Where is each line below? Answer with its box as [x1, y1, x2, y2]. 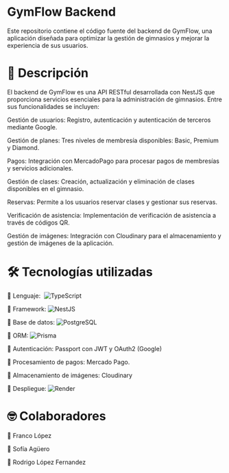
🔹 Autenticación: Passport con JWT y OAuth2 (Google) [7, 344, 162, 353]
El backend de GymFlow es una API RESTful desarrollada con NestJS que [7, 88, 215, 96]
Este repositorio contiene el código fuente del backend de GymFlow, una [7, 27, 213, 35]
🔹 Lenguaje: [7, 292, 41, 300]
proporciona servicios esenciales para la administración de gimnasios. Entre [7, 95, 223, 103]
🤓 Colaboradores [7, 409, 106, 424]
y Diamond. [7, 143, 40, 151]
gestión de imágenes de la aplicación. [7, 239, 114, 247]
